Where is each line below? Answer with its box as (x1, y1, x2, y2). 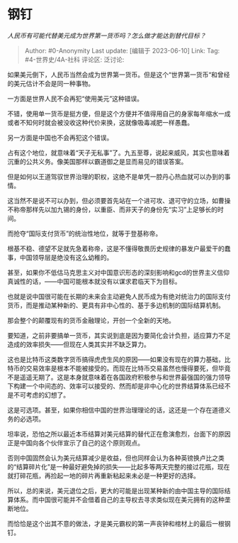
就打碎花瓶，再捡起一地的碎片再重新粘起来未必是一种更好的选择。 (7, 471, 200, 480)
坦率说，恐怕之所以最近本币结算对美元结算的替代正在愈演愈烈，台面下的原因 (7, 429, 231, 438)
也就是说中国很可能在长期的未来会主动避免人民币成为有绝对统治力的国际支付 (7, 292, 231, 300)
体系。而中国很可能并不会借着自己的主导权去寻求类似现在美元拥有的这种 (13, 495, 225, 504)
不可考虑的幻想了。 (13, 390, 69, 399)
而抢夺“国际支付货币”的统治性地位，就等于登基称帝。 (7, 229, 162, 238)
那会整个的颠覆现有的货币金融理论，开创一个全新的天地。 (7, 316, 175, 324)
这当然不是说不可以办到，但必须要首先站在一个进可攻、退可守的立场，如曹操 (7, 196, 231, 204)
